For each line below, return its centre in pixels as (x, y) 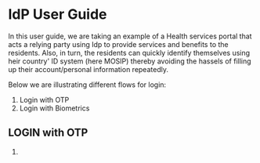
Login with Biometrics (54, 108)
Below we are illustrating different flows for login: (87, 85)
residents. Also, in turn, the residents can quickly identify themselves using (129, 53)
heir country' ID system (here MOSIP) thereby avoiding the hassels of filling (130, 61)
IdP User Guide (58, 14)
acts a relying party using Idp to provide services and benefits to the (118, 44)
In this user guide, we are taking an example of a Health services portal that (130, 36)
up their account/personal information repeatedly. (88, 69)
